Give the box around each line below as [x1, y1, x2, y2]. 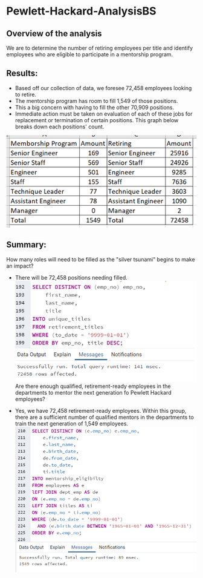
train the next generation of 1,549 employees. [14, 419, 129, 427]
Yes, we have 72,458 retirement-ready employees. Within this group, [14, 407, 187, 414]
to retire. [14, 91, 36, 98]
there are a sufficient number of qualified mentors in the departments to [14, 413, 195, 421]
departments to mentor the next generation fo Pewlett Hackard [14, 389, 172, 396]
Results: [6, 68, 38, 79]
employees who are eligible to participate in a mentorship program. [6, 51, 173, 58]
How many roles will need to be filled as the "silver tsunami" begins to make [6, 255, 195, 263]
